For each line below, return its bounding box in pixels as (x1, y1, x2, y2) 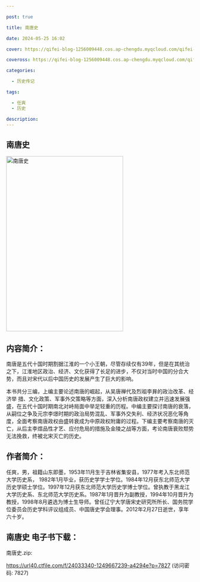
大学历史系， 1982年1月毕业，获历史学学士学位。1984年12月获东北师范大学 (6, 475, 190, 483)
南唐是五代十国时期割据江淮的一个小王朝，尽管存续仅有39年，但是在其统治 (6, 361, 190, 367)
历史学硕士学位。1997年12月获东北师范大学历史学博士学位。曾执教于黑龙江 (6, 483, 190, 490)
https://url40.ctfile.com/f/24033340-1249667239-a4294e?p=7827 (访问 (6, 562, 185, 569)
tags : (6, 89, 20, 95)
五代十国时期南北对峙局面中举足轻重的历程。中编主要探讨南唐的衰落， (21, 403, 194, 409)
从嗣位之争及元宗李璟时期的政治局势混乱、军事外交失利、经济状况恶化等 (6, 410, 183, 417)
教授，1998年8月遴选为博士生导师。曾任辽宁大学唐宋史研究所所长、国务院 (6, 498, 189, 505)
